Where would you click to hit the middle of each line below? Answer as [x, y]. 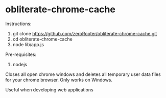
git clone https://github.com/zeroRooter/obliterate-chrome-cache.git [85, 33]
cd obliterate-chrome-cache [42, 39]
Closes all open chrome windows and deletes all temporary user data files [83, 74]
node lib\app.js [28, 44]
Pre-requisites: [21, 54]
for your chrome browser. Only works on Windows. [59, 80]
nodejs [20, 64]
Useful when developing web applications [49, 90]
